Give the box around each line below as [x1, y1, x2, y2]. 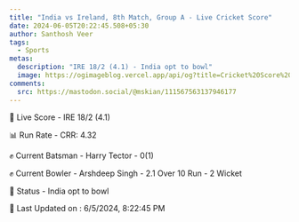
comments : [9, 79, 46, 88]
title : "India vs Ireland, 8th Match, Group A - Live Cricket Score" [9, 12, 273, 22]
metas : [9, 54, 34, 63]
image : [17, 71, 42, 80]
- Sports [17, 46, 50, 55]
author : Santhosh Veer [9, 29, 93, 38]
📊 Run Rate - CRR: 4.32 [9, 130, 97, 140]
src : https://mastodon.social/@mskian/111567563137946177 [17, 87, 238, 96]
